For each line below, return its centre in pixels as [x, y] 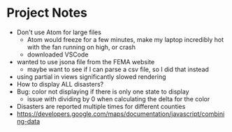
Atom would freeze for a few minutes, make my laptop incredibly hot [125, 39]
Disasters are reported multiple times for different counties [101, 106]
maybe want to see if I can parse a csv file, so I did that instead [118, 69]
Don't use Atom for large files [59, 32]
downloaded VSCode [58, 54]
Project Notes [47, 13]
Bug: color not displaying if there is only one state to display [103, 91]
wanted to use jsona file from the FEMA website [86, 61]
